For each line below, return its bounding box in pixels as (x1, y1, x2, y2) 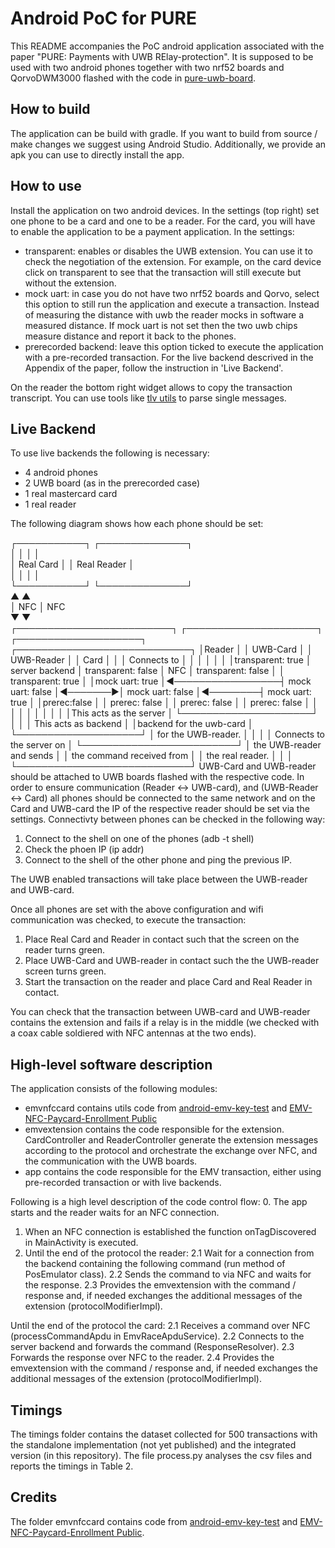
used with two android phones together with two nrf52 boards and (10, 61, 285, 73)
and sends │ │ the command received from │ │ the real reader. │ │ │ (10, 750, 293, 762)
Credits (10, 1489, 58, 1506)
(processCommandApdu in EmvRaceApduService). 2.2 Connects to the (10, 1330, 305, 1342)
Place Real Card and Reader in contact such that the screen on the (24, 933, 300, 946)
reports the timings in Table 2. (10, 1460, 134, 1472)
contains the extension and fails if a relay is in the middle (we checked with (10, 1017, 320, 1029)
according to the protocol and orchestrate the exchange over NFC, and (24, 1145, 318, 1157)
